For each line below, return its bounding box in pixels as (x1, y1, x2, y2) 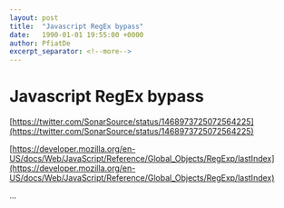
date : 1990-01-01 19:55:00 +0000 (9, 30, 144, 39)
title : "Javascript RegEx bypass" (9, 22, 144, 31)
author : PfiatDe (9, 38, 71, 48)
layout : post (9, 13, 59, 23)
